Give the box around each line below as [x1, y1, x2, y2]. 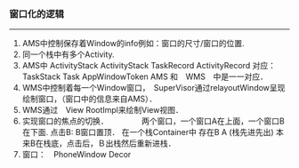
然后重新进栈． [120, 138, 176, 148]
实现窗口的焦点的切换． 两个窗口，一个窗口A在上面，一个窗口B [21, 116, 285, 126]
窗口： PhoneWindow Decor [21, 149, 132, 160]
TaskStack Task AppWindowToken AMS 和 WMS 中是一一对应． [21, 71, 269, 82]
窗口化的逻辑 [9, 7, 65, 20]
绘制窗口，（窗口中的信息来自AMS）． [21, 93, 158, 104]
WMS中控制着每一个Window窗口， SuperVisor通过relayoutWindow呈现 [21, 83, 286, 93]
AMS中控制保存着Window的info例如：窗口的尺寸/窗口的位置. [21, 38, 245, 49]
